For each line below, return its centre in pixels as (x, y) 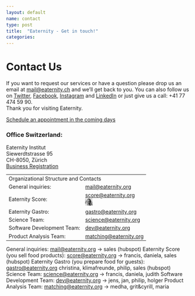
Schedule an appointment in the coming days (61, 120)
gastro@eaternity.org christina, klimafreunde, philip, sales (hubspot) (89, 268)
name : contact (23, 18)
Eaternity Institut (26, 147)
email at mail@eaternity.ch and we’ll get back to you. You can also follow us (97, 90)
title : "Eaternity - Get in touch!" (52, 31)
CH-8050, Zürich (27, 160)
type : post (19, 25)
